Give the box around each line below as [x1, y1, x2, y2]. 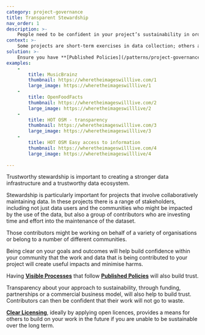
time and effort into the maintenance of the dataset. [6, 217, 136, 225]
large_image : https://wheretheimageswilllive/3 [28, 128, 151, 134]
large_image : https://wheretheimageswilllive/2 [28, 105, 151, 112]
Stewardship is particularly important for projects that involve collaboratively [6, 192, 198, 199]
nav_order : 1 [6, 20, 40, 26]
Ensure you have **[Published [17, 54, 95, 60]
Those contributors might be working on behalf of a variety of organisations [6, 229, 197, 237]
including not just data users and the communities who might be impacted [6, 204, 193, 212]
